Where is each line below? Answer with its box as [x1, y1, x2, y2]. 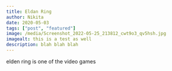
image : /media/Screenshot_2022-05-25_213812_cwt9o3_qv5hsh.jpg [6, 31, 167, 37]
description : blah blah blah [6, 42, 79, 48]
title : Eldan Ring [6, 8, 52, 15]
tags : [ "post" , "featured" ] [6, 25, 76, 31]
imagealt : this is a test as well [6, 36, 92, 42]
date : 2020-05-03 [6, 20, 49, 25]
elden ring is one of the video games [6, 57, 96, 65]
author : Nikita [6, 14, 44, 20]
